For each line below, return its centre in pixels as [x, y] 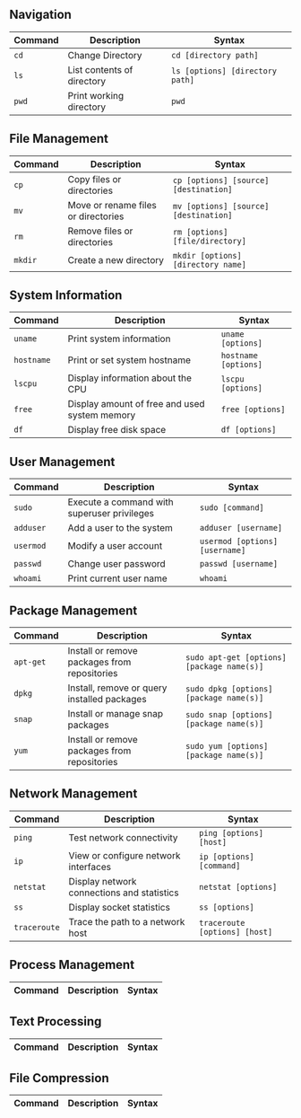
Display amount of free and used [136, 404]
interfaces [90, 867]
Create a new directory [116, 260]
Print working [96, 95]
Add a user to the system [120, 528]
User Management [62, 462]
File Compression [59, 1078]
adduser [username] [241, 528]
